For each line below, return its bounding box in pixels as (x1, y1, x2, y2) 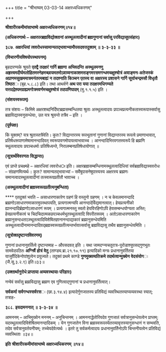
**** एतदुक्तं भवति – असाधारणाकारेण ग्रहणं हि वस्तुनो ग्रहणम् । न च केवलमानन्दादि (5, 194, 134, 200)
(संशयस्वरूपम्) (5, 97, 29, 102)
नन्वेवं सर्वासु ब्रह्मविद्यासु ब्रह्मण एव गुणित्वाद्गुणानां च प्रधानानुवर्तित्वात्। (5, 279, 111, 285)
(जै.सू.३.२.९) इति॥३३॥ (5, 259, 45, 265)
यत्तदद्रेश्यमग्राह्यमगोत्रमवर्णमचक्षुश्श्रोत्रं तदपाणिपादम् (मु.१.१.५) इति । (5, 87, 108, 92)
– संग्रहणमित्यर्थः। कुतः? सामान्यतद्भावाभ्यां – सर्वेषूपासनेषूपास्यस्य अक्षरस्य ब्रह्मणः (5, 169, 128, 174)
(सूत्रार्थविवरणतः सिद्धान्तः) (5, 153, 44, 159)
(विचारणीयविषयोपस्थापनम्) (5, 54, 47, 60)
